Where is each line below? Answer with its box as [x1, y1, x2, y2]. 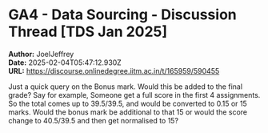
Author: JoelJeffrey [8, 49, 74, 58]
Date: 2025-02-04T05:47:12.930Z [8, 58, 122, 67]
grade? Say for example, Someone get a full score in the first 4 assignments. [8, 90, 261, 99]
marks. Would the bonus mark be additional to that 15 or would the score [8, 107, 248, 117]
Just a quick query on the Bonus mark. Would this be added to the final [8, 82, 242, 91]
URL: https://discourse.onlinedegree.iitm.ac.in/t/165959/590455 [8, 66, 220, 75]
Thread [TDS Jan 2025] [8, 22, 168, 41]
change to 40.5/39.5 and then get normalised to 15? [8, 115, 178, 125]
